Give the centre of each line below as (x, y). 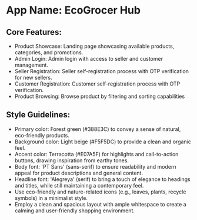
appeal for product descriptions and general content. (79, 173)
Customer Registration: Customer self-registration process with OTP (97, 84)
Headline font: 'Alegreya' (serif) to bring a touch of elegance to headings (102, 179)
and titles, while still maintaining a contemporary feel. (79, 185)
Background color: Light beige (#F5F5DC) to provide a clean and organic (103, 142)
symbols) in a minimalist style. (51, 198)
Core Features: (34, 32)
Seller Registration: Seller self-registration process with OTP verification (102, 71)
